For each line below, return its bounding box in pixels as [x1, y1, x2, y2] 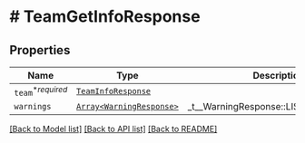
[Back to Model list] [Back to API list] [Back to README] [9, 124, 218, 135]
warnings [14, 101, 52, 112]
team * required [14, 84, 68, 99]
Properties [9, 43, 71, 58]
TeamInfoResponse [75, 86, 152, 97]
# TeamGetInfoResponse [9, 6, 202, 27]
